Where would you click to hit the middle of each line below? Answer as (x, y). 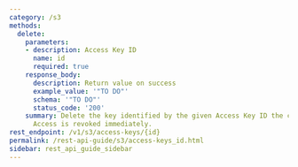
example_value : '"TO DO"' (80, 91)
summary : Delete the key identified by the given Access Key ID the (154, 116)
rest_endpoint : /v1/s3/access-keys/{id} (85, 133)
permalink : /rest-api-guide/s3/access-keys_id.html (106, 140)
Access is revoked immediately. (92, 125)
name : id (49, 58)
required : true (61, 67)
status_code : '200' (68, 108)
